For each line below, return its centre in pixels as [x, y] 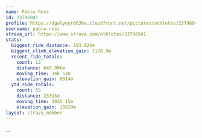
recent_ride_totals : [37, 57]
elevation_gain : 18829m [46, 107]
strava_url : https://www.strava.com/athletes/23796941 [76, 34]
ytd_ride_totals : [33, 85]
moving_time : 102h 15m [45, 101]
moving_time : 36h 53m [43, 74]
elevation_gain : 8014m [45, 79]
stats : [14, 40]
